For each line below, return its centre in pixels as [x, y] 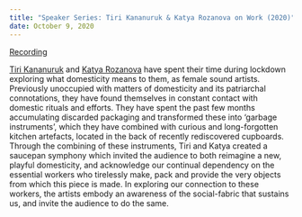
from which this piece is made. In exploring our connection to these [134, 184]
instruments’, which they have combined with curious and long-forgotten [144, 126]
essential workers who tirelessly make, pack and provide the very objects [145, 174]
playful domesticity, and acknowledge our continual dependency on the [142, 165]
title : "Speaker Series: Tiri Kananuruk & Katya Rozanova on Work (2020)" [152, 18]
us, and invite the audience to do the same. [89, 203]
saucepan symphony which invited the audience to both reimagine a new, [145, 155]
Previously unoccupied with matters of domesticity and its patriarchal [138, 88]
